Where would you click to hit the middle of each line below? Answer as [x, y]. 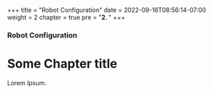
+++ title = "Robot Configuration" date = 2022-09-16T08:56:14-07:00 [107, 10]
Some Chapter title [62, 64]
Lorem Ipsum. [27, 83]
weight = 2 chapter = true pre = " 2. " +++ [66, 17]
